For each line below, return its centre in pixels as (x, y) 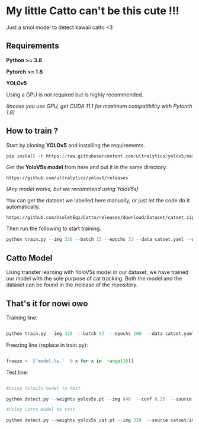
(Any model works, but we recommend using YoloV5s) (73, 189)
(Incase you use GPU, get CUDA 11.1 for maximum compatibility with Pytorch (99, 106)
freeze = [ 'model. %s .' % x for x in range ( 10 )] (70, 361)
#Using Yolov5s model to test (44, 388)
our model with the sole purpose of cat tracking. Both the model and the (94, 279)
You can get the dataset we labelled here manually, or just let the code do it (98, 201)
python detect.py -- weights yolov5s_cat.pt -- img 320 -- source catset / (98, 420)
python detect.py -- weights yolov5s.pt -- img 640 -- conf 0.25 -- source (99, 399)
